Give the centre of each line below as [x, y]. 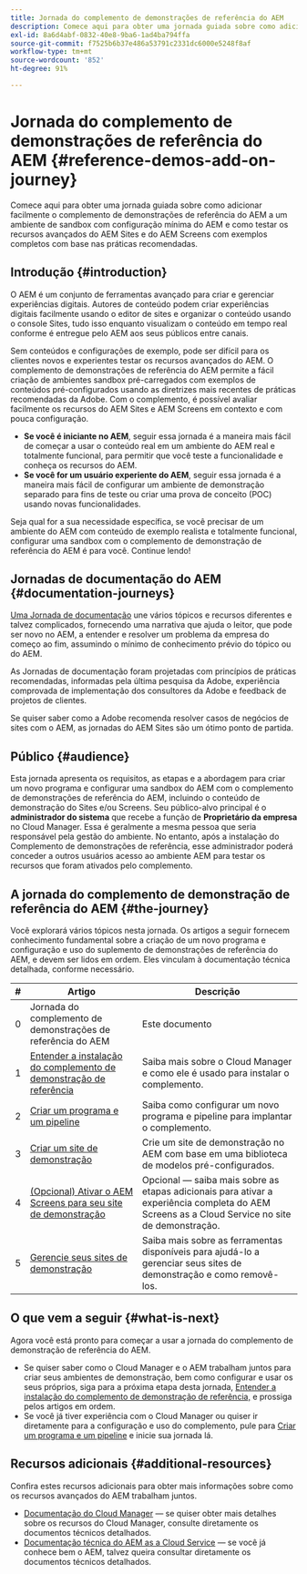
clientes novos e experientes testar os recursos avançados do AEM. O [142, 360]
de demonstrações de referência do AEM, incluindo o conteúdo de [135, 798]
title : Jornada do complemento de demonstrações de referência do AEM [147, 18]
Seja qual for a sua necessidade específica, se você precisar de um [137, 521]
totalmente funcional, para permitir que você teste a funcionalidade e [153, 455]
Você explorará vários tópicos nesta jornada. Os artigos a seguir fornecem [150, 931]
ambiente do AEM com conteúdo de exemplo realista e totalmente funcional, [154, 531]
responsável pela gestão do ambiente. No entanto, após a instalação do [145, 837]
